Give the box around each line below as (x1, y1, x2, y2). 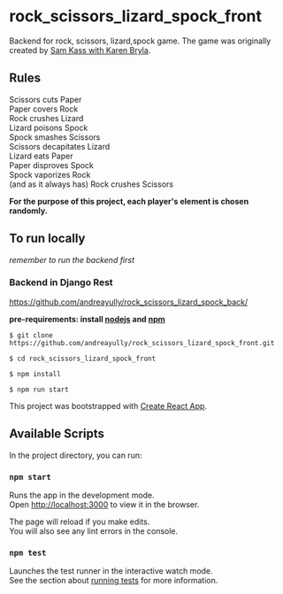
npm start (9, 472, 51, 482)
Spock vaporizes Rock (9, 169, 91, 180)
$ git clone (9, 330, 53, 340)
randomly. (9, 205, 49, 216)
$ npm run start (9, 385, 69, 394)
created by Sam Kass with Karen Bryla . (9, 44, 151, 55)
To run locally (9, 231, 86, 246)
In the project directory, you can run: (9, 450, 142, 460)
